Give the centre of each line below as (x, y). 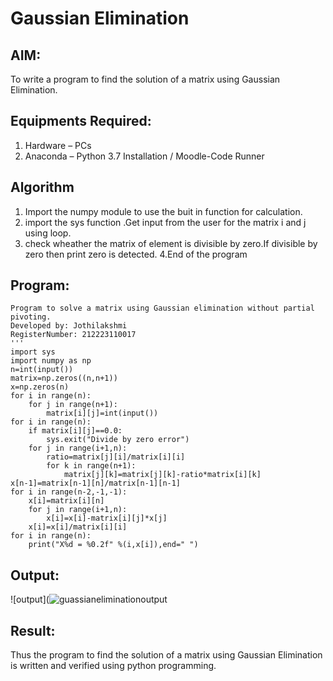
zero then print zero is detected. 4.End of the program (136, 254)
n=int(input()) (42, 370)
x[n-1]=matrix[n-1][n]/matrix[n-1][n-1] (96, 483)
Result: (33, 630)
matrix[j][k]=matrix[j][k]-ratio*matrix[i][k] (162, 475)
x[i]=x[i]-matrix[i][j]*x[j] (107, 518)
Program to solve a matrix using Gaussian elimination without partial (162, 308)
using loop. (48, 233)
